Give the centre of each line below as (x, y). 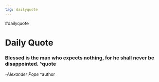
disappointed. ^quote (31, 64)
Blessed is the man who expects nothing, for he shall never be (80, 57)
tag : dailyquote (21, 9)
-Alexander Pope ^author (30, 74)
